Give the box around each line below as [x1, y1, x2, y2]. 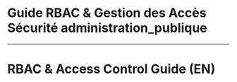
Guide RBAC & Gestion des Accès [7, 5, 207, 21]
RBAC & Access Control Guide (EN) [7, 61, 216, 77]
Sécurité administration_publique [7, 20, 207, 36]
